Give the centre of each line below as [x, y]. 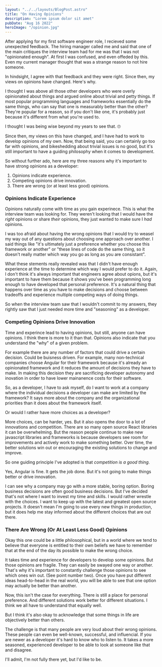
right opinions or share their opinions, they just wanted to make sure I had [79, 219]
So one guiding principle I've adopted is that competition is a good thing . [77, 462]
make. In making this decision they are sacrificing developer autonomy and [80, 373]
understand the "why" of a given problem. [47, 343]
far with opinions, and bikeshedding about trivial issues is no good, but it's [79, 147]
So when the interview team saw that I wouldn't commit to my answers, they [81, 304]
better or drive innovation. [31, 477]
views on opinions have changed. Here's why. [51, 82]
